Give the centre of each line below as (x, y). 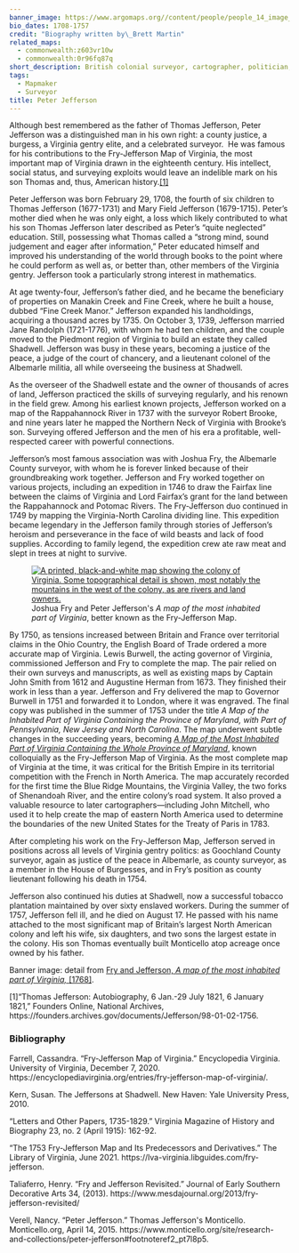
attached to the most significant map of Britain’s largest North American (141, 925)
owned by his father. (47, 953)
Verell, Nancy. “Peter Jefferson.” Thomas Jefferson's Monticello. (128, 1220)
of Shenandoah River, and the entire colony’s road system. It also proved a (145, 796)
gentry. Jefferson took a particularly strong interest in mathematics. (133, 275)
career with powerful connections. (112, 442)
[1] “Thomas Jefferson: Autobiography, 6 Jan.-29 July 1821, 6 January (137, 997)
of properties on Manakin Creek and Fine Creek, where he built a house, (141, 301)
